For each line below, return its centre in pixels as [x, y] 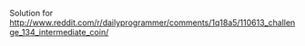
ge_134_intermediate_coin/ [59, 32]
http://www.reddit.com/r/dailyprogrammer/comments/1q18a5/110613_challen [152, 23]
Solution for [31, 13]
